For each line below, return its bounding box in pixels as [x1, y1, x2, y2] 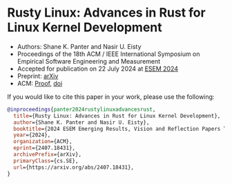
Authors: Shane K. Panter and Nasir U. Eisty [17, 42, 142, 50]
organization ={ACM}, [13, 138, 72, 145]
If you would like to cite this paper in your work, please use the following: [7, 92, 215, 101]
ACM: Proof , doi [17, 79, 63, 87]
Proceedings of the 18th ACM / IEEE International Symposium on [17, 50, 200, 58]
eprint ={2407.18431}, [13, 145, 76, 151]
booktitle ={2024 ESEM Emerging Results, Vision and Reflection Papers [13, 125, 221, 132]
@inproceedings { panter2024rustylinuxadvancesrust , [7, 106, 156, 113]
